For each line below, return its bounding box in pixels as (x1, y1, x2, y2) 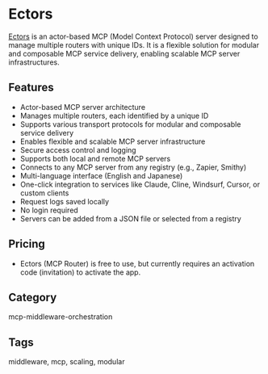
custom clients (19, 187, 69, 198)
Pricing (8, 237, 46, 251)
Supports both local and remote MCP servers (19, 153, 171, 163)
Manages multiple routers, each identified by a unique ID (19, 111, 209, 120)
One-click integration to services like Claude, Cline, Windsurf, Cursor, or (19, 179, 261, 189)
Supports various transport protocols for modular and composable (19, 119, 241, 129)
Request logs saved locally (19, 196, 110, 206)
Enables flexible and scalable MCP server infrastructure (19, 137, 206, 146)
